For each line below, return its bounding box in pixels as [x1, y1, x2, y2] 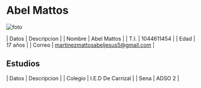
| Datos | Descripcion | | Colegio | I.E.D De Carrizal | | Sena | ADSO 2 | [6, 74, 179, 81]
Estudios [6, 59, 40, 69]
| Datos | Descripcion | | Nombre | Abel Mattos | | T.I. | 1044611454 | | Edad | [6, 35, 196, 42]
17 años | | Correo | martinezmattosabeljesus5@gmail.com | [6, 41, 155, 48]
